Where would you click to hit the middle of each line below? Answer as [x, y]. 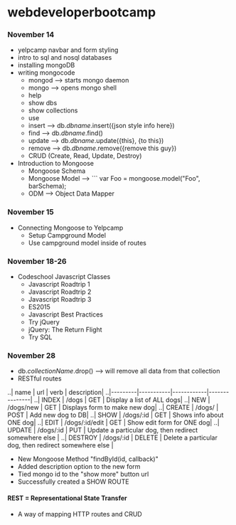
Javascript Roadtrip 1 [59, 285]
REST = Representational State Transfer [68, 498]
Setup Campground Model [67, 235]
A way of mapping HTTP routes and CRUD [80, 514]
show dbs [43, 103]
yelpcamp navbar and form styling [68, 50]
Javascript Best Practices [65, 314]
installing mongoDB [46, 65]
